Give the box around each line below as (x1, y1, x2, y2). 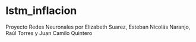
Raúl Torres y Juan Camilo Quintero (5, 29, 93, 36)
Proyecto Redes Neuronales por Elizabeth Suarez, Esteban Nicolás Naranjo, (5, 23, 191, 30)
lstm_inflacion (5, 4, 77, 17)
